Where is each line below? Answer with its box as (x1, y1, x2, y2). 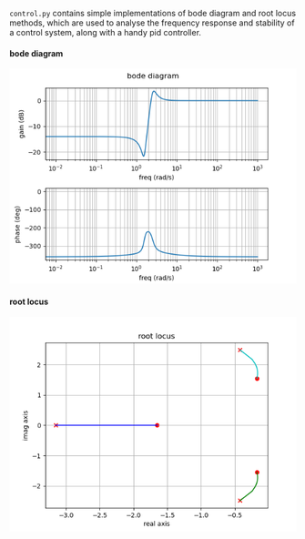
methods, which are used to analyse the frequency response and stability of (9, 17, 295, 28)
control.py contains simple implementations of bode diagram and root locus (9, 8, 297, 18)
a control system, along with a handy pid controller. (9, 27, 202, 37)
